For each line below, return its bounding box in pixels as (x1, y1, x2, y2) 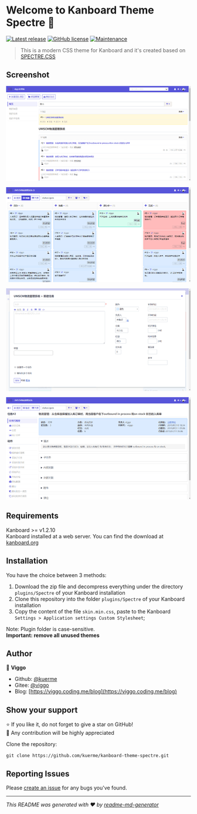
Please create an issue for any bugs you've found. (6, 784, 127, 792)
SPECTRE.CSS (20, 53, 56, 60)
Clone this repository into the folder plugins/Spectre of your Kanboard (14, 595, 185, 602)
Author (6, 649, 32, 659)
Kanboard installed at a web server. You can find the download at (6, 533, 164, 540)
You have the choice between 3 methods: (6, 571, 107, 578)
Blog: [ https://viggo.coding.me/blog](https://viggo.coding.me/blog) (14, 688, 177, 695)
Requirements (6, 511, 59, 521)
